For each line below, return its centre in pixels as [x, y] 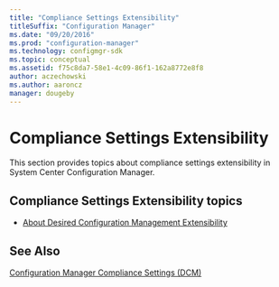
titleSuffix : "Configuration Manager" [82, 26]
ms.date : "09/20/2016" [52, 34]
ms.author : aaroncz [46, 85]
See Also [35, 250]
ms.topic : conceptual [50, 60]
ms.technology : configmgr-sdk [66, 51]
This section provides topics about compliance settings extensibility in [140, 162]
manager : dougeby [42, 93]
